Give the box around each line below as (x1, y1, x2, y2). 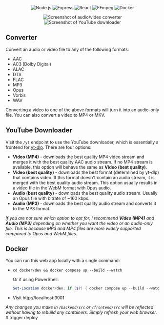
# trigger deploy (5, 315, 38, 321)
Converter (5, 34, 38, 42)
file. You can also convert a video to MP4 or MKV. (5, 112, 105, 118)
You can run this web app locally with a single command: (5, 258, 120, 264)
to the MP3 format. (12, 205, 51, 211)
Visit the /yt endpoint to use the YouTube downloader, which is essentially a (5, 139, 159, 145)
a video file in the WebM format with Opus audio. (12, 185, 111, 191)
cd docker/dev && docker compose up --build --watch (12, 268, 123, 273)
